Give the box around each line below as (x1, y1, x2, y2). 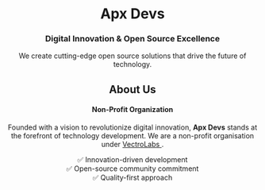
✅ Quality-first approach (92, 173, 173, 183)
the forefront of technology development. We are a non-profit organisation (10, 131, 255, 141)
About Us (109, 83, 156, 96)
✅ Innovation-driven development (77, 155, 188, 165)
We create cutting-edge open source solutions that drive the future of (18, 51, 247, 60)
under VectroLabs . (101, 140, 164, 149)
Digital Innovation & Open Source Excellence (45, 33, 220, 45)
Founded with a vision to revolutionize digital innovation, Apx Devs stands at (7, 122, 258, 132)
